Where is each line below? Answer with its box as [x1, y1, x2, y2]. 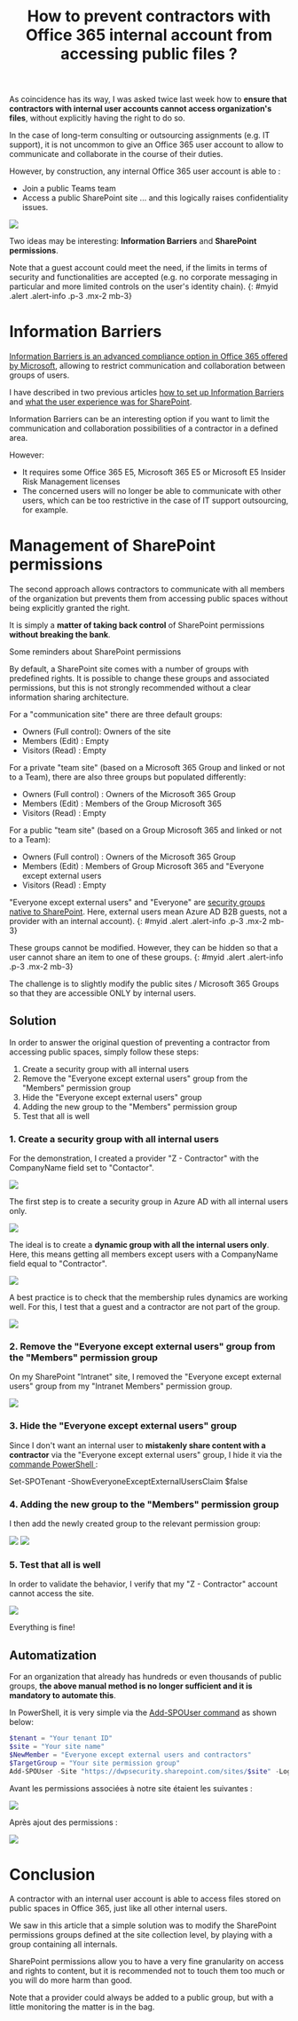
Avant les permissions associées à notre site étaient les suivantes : [9, 1782, 253, 1793]
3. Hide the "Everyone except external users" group [9, 1420, 238, 1432]
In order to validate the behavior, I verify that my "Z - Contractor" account [9, 1578, 278, 1589]
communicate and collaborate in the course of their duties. [9, 149, 223, 160]
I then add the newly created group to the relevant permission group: [9, 1518, 262, 1529]
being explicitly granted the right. [9, 603, 130, 614]
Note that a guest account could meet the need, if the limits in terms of [9, 262, 268, 273]
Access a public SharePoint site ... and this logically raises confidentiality [21, 192, 289, 203]
